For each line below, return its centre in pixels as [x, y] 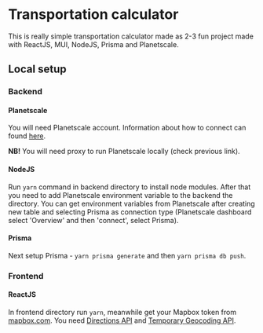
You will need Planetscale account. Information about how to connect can [127, 128]
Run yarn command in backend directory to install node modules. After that [130, 187]
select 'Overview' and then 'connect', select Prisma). [93, 220]
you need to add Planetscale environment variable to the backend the [121, 195]
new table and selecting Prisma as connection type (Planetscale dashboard [130, 212]
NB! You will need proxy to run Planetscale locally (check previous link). [124, 152]
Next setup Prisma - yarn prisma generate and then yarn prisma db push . [127, 255]
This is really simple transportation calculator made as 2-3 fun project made [131, 36]
